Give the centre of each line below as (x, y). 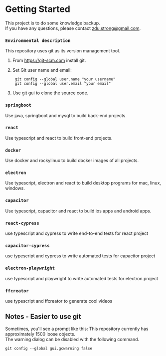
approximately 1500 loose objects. (40, 334)
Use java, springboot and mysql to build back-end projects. (66, 115)
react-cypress (22, 223)
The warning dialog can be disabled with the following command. (72, 339)
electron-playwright (30, 268)
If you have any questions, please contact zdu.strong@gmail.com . (73, 28)
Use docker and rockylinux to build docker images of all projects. (72, 161)
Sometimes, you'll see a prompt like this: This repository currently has (77, 329)
